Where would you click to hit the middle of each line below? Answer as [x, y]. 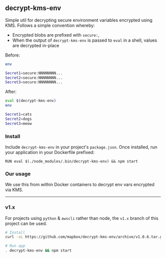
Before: [13, 55]
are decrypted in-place [36, 45]
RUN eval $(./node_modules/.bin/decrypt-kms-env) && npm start [72, 161]
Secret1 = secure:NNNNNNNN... [34, 73]
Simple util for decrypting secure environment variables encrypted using [79, 20]
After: [11, 92]
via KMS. [14, 190]
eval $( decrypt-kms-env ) [31, 101]
